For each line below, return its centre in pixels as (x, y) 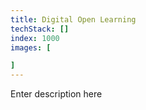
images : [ (31, 47)
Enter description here (56, 94)
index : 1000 (35, 38)
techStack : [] (40, 29)
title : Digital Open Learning (73, 19)
